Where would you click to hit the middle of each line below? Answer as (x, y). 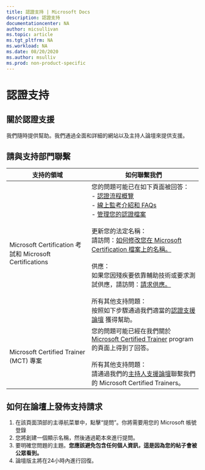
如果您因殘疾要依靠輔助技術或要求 (140, 275)
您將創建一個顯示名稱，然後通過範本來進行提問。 (77, 438)
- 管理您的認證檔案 (119, 214)
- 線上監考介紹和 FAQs (124, 205)
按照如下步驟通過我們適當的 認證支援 (143, 311)
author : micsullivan (33, 29)
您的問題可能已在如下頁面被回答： (140, 187)
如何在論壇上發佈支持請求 (54, 407)
